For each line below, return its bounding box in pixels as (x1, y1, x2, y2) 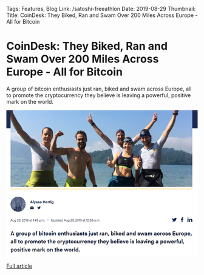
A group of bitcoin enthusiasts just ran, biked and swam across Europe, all (6, 85, 192, 92)
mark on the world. (6, 98, 53, 105)
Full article (6, 262, 32, 270)
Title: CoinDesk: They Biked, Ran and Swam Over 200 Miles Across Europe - (6, 12, 198, 19)
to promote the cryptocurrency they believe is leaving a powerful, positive (6, 91, 191, 99)
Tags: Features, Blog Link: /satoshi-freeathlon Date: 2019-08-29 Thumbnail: (6, 5, 196, 12)
